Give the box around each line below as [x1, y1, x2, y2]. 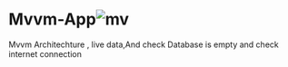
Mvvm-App [8, 9, 96, 30]
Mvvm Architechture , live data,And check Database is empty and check [8, 39, 279, 50]
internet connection [8, 48, 83, 59]
